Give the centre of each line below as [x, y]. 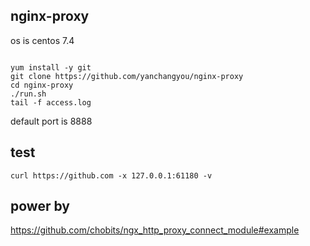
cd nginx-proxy [42, 85]
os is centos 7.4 [42, 40]
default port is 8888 [51, 121]
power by [40, 206]
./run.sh [28, 94]
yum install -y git [51, 67]
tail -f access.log [51, 102]
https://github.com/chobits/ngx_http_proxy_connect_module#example [155, 230]
